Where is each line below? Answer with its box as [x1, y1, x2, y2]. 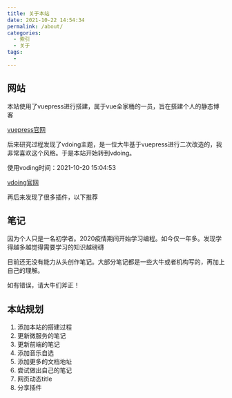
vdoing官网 [7, 178, 39, 187]
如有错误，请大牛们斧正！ [7, 281, 80, 290]
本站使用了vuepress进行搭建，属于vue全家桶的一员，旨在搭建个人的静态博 [7, 102, 220, 111]
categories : [7, 29, 41, 37]
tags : [7, 49, 23, 56]
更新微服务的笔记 [17, 332, 66, 340]
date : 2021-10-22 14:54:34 [7, 17, 85, 23]
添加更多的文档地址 [17, 357, 72, 366]
